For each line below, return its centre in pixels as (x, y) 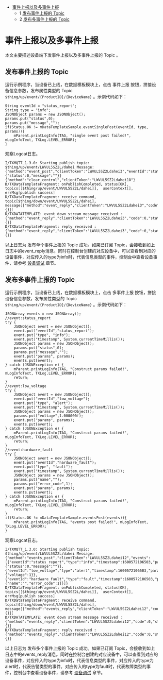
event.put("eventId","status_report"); (54, 331)
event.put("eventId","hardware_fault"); (55, 462)
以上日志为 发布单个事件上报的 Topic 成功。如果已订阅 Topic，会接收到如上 (80, 245)
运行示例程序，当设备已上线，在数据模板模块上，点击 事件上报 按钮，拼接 (78, 85)
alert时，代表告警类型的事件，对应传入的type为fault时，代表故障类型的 (76, 666)
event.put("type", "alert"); (43, 403)
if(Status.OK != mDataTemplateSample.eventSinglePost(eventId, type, (77, 127)
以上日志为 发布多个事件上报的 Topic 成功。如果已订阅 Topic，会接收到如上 (80, 648)
